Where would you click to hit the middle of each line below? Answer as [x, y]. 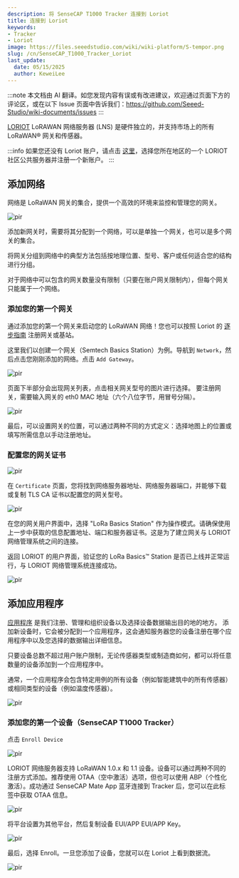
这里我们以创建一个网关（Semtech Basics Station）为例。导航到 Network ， [116, 349]
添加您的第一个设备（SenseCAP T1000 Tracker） [93, 723]
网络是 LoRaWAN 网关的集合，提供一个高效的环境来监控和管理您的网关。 [114, 203]
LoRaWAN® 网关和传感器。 [47, 136]
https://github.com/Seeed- [165, 103]
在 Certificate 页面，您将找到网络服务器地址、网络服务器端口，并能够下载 [117, 485]
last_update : [27, 61]
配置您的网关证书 [37, 455]
